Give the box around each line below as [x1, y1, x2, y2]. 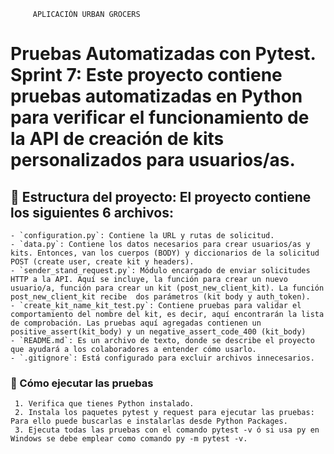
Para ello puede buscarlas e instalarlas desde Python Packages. [10, 416, 288, 427]
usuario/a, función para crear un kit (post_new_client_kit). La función [10, 283, 325, 293]
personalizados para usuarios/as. [10, 149, 296, 172]
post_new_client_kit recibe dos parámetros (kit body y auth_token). [10, 292, 311, 302]
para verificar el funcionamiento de [10, 106, 310, 129]
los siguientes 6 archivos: [10, 204, 174, 221]
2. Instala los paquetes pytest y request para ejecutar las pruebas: [14, 408, 315, 418]
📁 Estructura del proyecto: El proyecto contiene [10, 188, 312, 205]
